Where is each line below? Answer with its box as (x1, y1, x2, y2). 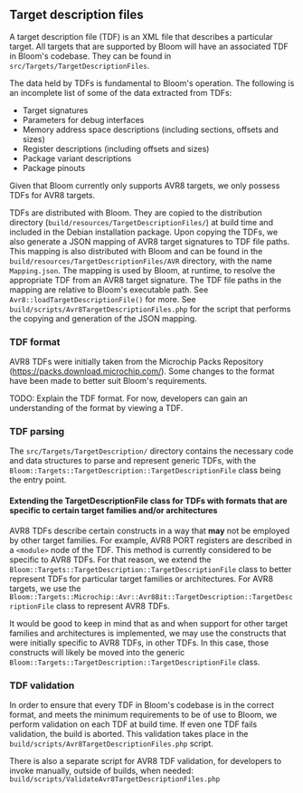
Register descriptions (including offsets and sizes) (22, 143, 210, 154)
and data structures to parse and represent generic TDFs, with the (9, 455, 256, 466)
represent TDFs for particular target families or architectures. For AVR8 (9, 573, 274, 584)
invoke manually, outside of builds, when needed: (9, 765, 194, 776)
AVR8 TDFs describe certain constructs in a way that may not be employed (9, 525, 290, 536)
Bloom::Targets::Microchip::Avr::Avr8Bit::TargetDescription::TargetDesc (9, 592, 294, 601)
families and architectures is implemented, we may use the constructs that (9, 627, 287, 638)
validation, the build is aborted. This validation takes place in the (9, 728, 249, 739)
